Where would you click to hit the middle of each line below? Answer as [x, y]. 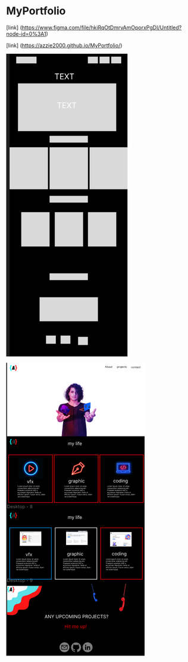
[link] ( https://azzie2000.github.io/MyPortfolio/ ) [64, 45]
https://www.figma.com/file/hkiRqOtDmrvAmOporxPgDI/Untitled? [102, 27]
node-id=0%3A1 [26, 33]
